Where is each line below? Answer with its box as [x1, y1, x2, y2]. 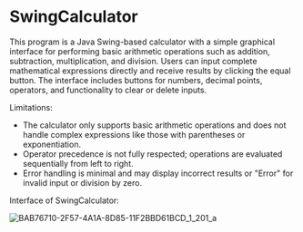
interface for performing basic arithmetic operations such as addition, [9, 45, 270, 56]
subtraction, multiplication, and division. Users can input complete [9, 55, 258, 66]
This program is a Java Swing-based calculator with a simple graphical [9, 36, 276, 47]
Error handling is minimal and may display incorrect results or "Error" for [22, 168, 294, 179]
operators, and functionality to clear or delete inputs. [9, 84, 207, 95]
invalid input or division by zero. [22, 177, 143, 188]
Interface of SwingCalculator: [9, 195, 120, 206]
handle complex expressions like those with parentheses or [22, 129, 246, 140]
